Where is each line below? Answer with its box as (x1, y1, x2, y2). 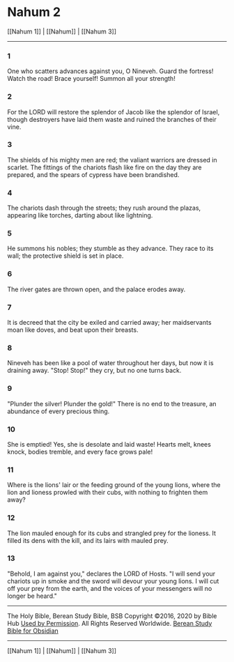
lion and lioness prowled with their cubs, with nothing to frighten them (7, 488, 208, 497)
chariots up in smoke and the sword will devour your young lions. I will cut (7, 576, 219, 585)
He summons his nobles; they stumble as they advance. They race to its (7, 245, 214, 253)
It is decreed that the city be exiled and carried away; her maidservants (7, 318, 212, 327)
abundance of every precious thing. (7, 407, 110, 415)
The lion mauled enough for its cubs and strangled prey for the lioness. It (7, 529, 217, 537)
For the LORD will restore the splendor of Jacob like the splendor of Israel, (7, 107, 220, 116)
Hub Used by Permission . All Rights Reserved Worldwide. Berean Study (7, 619, 212, 627)
